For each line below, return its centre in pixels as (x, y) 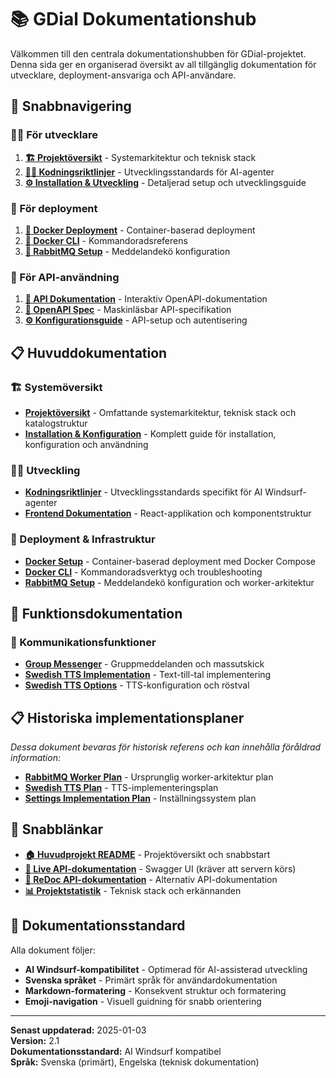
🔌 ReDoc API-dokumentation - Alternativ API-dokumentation (151, 879)
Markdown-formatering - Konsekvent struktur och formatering (155, 990)
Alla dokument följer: (53, 950)
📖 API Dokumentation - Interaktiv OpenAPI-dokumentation (146, 299)
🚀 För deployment (54, 208)
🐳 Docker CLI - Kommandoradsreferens (106, 240)
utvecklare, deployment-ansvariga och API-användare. (123, 75)
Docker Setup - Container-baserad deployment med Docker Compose (170, 561)
